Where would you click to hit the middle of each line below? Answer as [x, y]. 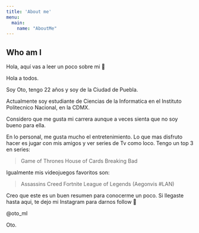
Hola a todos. [23, 78]
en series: [18, 150]
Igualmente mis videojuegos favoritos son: [58, 172]
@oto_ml [17, 213]
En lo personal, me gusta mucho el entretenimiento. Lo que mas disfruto [94, 137]
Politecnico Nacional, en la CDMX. [48, 108]
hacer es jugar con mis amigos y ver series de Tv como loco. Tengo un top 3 [100, 143]
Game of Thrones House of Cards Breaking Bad [79, 161]
